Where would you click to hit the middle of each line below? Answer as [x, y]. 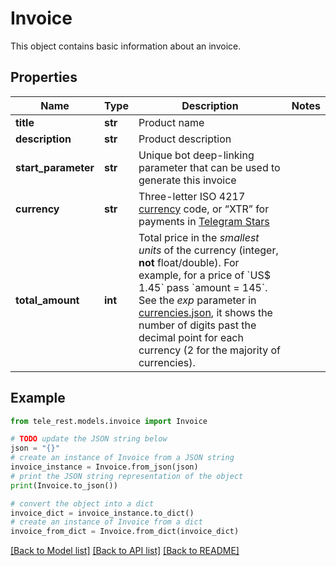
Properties [44, 77]
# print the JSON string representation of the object [127, 476]
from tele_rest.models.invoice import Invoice [109, 421]
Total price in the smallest [199, 237]
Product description [185, 139]
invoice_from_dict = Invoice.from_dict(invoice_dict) [125, 532]
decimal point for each [191, 337]
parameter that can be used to [209, 167]
